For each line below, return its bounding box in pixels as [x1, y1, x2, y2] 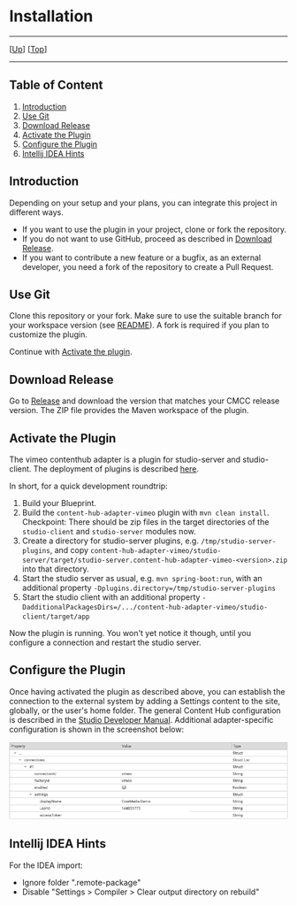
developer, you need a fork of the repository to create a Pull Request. [21, 261, 274, 272]
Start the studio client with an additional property [21, 592, 201, 603]
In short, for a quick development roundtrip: [9, 480, 168, 491]
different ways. [9, 206, 64, 218]
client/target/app [21, 612, 90, 621]
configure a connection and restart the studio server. [9, 637, 202, 648]
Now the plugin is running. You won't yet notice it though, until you [9, 628, 252, 638]
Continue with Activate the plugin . [9, 347, 133, 357]
